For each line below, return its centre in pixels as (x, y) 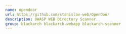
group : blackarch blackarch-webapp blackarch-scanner (63, 24)
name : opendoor (21, 10)
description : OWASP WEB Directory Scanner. (52, 19)
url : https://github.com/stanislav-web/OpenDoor (57, 14)
